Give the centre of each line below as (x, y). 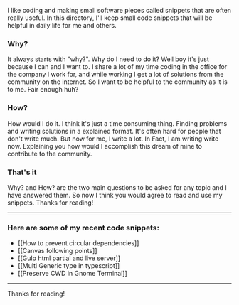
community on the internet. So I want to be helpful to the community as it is (117, 82)
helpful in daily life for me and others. (62, 25)
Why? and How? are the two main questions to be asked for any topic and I (117, 187)
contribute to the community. (50, 154)
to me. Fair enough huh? (43, 90)
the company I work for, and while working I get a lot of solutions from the (116, 75)
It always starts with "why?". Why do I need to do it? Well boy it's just (108, 59)
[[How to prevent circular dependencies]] (78, 243)
